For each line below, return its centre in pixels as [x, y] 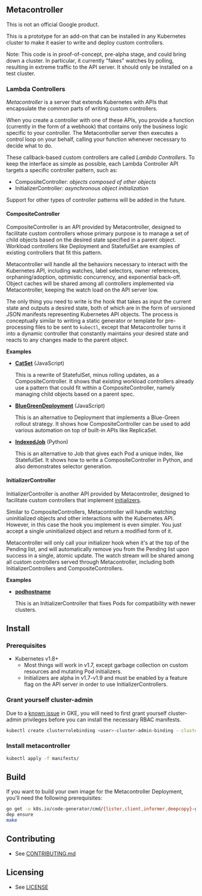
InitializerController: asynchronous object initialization [82, 188]
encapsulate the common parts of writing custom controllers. [82, 108]
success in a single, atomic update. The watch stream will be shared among [100, 555]
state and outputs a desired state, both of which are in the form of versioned [101, 308]
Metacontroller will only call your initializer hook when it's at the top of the [98, 543]
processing [20, 327]
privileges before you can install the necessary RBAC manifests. [102, 720]
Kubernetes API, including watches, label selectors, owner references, [93, 271]
